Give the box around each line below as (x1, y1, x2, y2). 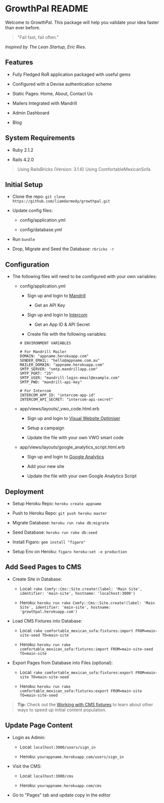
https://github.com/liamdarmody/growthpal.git (12, 199, 110, 204)
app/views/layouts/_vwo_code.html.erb (19, 406, 100, 412)
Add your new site (27, 463, 64, 469)
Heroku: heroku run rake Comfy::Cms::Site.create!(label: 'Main (19, 599, 155, 605)
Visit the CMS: (12, 763, 42, 769)
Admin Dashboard (12, 110, 50, 115)
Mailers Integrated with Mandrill (12, 100, 77, 106)
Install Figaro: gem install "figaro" (12, 539, 86, 545)
